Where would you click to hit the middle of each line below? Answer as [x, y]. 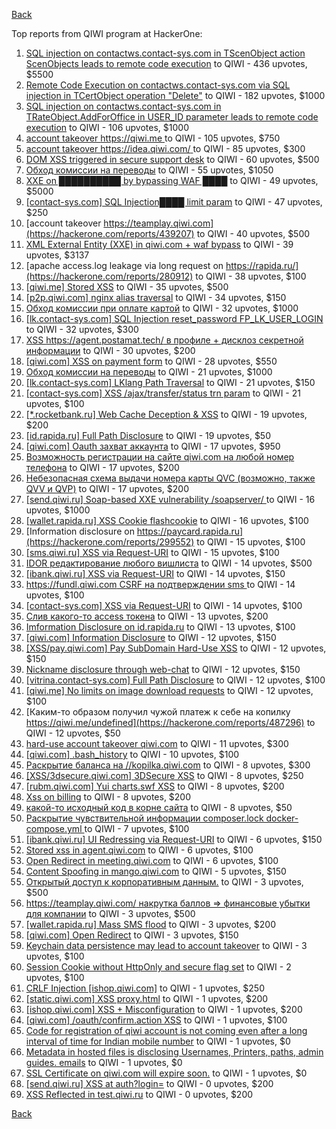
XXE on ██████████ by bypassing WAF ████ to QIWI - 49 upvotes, [172, 180]
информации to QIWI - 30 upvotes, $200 [110, 350]
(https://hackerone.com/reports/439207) [110, 233]
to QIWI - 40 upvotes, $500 [253, 233]
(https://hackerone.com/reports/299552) [110, 542]
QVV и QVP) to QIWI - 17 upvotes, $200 [107, 488]
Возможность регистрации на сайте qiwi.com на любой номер [160, 457]
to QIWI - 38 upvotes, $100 [251, 276]
